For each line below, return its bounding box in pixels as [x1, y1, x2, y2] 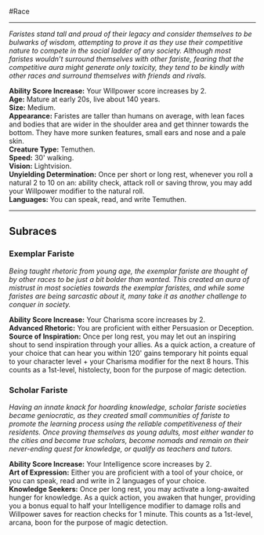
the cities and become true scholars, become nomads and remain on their [9, 435, 249, 445]
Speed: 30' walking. [9, 153, 74, 162]
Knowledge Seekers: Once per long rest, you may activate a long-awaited [9, 484, 250, 493]
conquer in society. [9, 299, 71, 309]
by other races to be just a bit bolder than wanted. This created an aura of [9, 274, 250, 284]
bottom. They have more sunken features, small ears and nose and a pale [9, 128, 246, 137]
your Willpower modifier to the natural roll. [9, 186, 145, 196]
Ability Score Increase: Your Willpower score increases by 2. [9, 86, 207, 95]
